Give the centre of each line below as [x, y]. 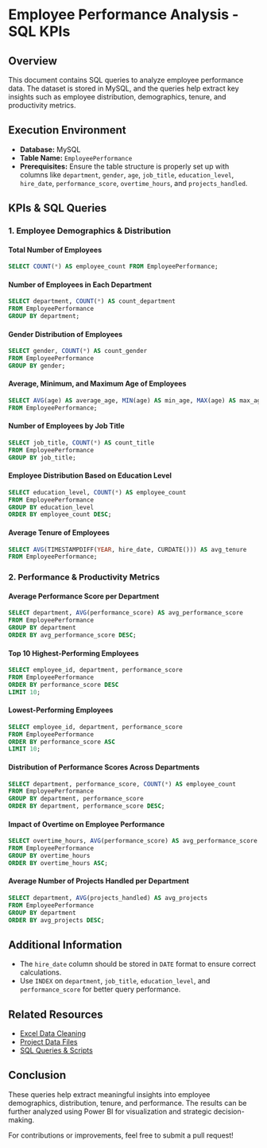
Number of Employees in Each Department [80, 285]
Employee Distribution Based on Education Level [90, 475]
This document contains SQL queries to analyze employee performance [126, 80]
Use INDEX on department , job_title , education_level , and [115, 981]
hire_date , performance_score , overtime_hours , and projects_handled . [133, 183]
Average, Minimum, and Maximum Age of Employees [97, 384]
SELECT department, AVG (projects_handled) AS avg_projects [108, 898]
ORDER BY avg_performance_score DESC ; [72, 635]
